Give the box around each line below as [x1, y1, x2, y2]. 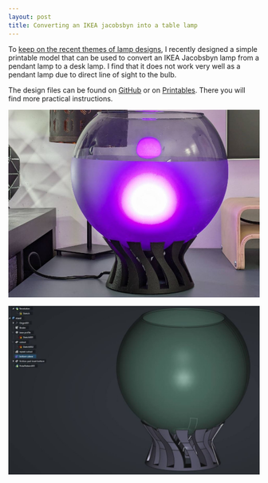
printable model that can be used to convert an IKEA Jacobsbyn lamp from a [8, 53, 259, 62]
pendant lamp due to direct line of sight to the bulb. [8, 69, 177, 79]
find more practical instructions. [8, 93, 113, 103]
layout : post [8, 13, 52, 21]
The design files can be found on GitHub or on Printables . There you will [8, 85, 246, 95]
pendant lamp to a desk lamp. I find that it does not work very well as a [8, 61, 241, 71]
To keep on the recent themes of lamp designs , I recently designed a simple [8, 44, 258, 53]
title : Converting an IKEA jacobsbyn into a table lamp [8, 21, 198, 30]
